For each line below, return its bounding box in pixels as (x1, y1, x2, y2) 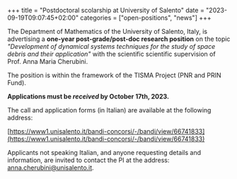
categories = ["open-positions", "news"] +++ (80, 13, 212, 22)
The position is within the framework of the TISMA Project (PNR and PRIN (7, 71, 221, 79)
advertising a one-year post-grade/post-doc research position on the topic (7, 35, 231, 43)
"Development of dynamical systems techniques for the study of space (7, 42, 216, 50)
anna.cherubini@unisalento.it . (7, 163, 94, 172)
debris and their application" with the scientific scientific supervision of (7, 50, 216, 58)
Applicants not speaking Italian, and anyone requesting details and (7, 149, 202, 156)
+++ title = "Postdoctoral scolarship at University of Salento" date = (7, 6, 205, 14)
